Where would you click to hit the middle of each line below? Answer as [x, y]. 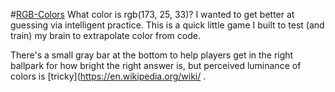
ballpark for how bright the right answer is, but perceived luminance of [156, 65]
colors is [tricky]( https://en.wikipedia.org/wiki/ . [108, 76]
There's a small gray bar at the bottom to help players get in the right [152, 55]
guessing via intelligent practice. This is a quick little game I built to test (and [167, 25]
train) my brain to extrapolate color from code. [105, 35]
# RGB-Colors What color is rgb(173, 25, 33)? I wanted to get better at [152, 14]
